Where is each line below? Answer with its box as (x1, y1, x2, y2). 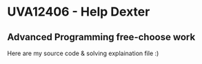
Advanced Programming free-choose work (7, 31, 196, 43)
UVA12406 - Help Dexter (7, 4, 150, 20)
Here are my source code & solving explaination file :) (7, 49, 159, 57)
